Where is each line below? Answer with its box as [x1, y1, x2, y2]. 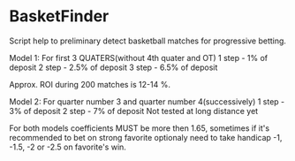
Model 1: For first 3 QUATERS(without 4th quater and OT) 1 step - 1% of [9, 52, 269, 63]
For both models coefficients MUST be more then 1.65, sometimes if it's [9, 122, 270, 134]
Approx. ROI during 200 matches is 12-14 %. [9, 79, 170, 89]
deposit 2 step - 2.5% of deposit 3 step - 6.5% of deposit [9, 62, 218, 73]
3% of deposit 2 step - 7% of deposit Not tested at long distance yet [9, 105, 259, 116]
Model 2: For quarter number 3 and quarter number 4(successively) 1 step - [9, 96, 285, 107]
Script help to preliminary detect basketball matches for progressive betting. [9, 35, 287, 46]
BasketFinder [9, 6, 110, 27]
